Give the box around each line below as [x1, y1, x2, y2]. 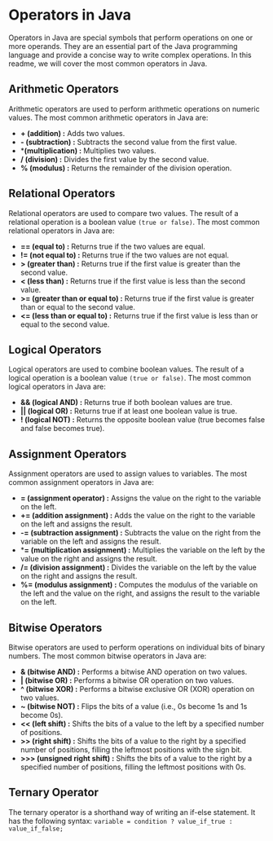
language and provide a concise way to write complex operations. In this [8, 50, 252, 59]
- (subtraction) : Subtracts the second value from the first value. [20, 137, 238, 147]
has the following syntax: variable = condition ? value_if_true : [8, 816, 233, 826]
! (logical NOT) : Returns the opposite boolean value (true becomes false [20, 415, 266, 425]
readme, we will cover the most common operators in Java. [8, 59, 208, 68]
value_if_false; [8, 825, 64, 833]
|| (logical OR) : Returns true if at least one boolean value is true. [20, 406, 238, 416]
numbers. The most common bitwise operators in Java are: [8, 651, 207, 661]
